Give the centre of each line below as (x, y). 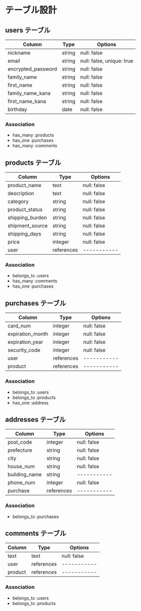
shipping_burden (27, 218)
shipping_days (24, 234)
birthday (17, 109)
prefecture (20, 450)
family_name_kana (29, 93)
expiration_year (25, 342)
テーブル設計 (31, 10)
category (18, 202)
